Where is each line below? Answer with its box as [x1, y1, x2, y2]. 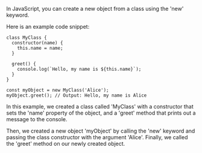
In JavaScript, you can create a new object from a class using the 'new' [6, 5, 184, 12]
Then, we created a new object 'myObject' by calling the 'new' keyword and [6, 127, 195, 134]
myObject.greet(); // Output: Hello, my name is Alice [6, 92, 147, 98]
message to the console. [6, 116, 68, 122]
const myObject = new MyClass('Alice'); [6, 87, 110, 93]
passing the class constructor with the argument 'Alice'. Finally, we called [6, 134, 188, 140]
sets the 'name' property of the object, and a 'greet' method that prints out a [6, 109, 196, 116]
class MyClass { [6, 35, 47, 41]
